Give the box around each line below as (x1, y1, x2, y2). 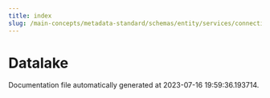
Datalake (8, 54, 69, 72)
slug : (8, 19, 27, 27)
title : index (8, 11, 52, 20)
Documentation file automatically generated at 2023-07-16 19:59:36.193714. (8, 80, 260, 90)
